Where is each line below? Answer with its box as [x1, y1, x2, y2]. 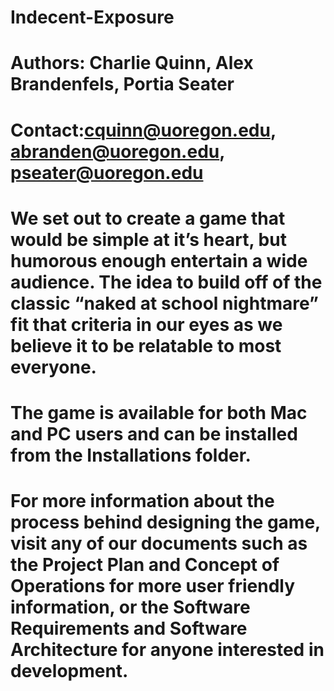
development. [10, 660, 129, 683]
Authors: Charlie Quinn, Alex [10, 52, 254, 75]
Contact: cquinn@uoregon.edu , [10, 119, 277, 141]
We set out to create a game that [10, 207, 286, 230]
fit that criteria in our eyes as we [10, 313, 283, 336]
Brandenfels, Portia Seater [10, 73, 235, 96]
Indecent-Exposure [10, 6, 175, 29]
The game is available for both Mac [10, 401, 308, 424]
